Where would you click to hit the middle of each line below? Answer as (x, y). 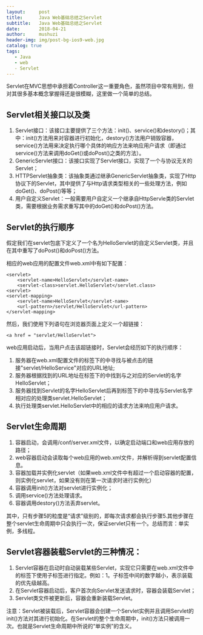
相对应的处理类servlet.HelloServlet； (61, 398)
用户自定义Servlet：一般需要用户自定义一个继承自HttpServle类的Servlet (105, 199)
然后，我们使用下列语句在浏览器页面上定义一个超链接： (75, 324)
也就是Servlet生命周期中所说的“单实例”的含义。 (76, 626)
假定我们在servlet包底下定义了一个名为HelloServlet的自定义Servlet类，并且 (100, 243)
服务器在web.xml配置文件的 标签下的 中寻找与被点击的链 (84, 360)
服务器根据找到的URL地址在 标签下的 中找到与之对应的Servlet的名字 (98, 375)
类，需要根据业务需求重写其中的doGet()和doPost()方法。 (86, 206)
